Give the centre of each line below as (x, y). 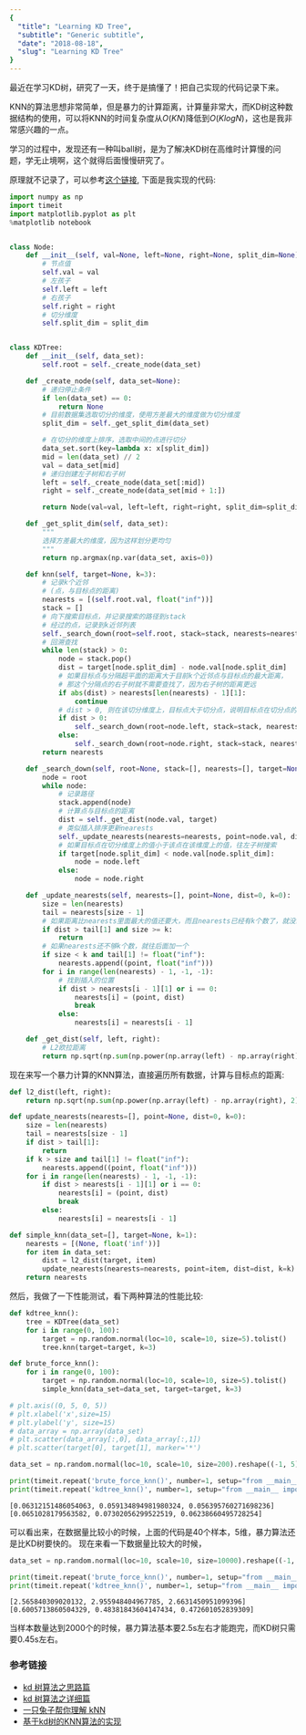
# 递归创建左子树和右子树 (84, 474)
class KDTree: (36, 348)
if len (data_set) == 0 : (87, 398)
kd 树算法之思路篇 (56, 1687)
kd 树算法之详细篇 (56, 1699)
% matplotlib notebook (51, 223)
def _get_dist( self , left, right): (93, 1039)
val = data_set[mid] (81, 465)
